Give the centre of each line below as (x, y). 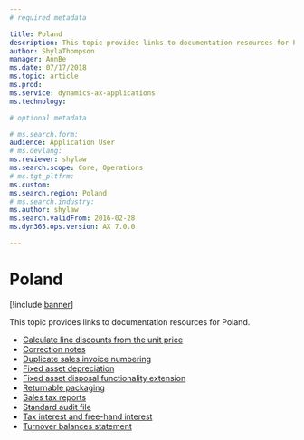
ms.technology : (38, 101)
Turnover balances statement (77, 426)
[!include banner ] (42, 304)
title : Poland (36, 34)
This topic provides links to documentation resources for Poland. (130, 321)
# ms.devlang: (36, 151)
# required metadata (48, 18)
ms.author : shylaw (44, 210)
